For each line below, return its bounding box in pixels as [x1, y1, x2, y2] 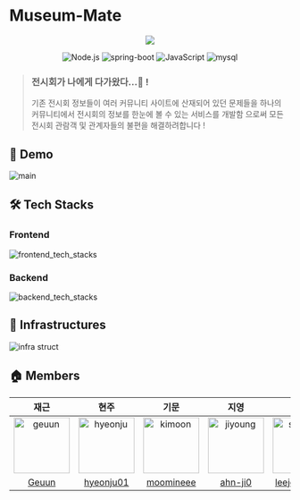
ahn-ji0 [220, 476, 253, 488]
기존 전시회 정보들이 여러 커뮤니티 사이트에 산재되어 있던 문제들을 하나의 [30, 97, 282, 108]
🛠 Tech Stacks [9, 198, 94, 213]
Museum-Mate [9, 5, 122, 26]
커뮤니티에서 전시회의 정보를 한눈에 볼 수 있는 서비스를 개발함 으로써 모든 [30, 109, 284, 120]
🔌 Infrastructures [9, 318, 107, 333]
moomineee [146, 476, 196, 488]
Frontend [9, 229, 50, 242]
